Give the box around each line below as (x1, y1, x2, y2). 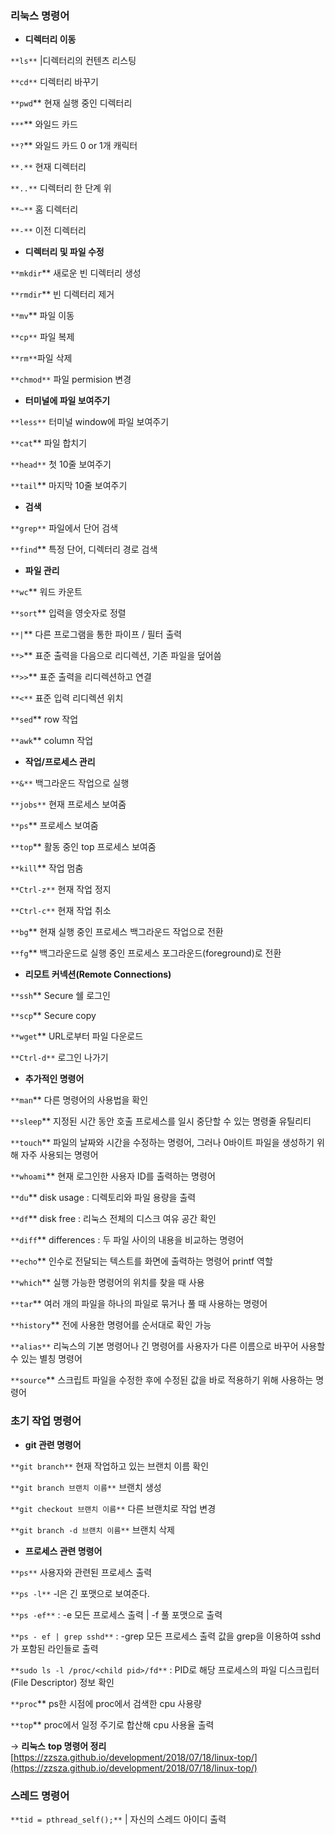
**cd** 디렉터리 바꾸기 (10, 76, 99, 88)
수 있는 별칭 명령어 (10, 1353, 83, 1365)
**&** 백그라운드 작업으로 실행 (10, 777, 130, 789)
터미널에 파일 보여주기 (24, 395, 111, 407)
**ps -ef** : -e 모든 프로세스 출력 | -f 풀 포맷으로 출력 (10, 1608, 223, 1621)
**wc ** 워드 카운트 (10, 586, 83, 598)
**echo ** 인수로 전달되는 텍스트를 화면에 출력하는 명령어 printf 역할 (10, 1255, 273, 1267)
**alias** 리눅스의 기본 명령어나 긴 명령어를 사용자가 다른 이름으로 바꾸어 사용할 (10, 1340, 326, 1352)
